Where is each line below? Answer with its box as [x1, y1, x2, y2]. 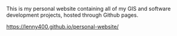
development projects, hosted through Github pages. [6, 11, 138, 19]
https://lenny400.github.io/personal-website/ [6, 23, 119, 30]
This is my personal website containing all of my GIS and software [6, 5, 171, 12]
